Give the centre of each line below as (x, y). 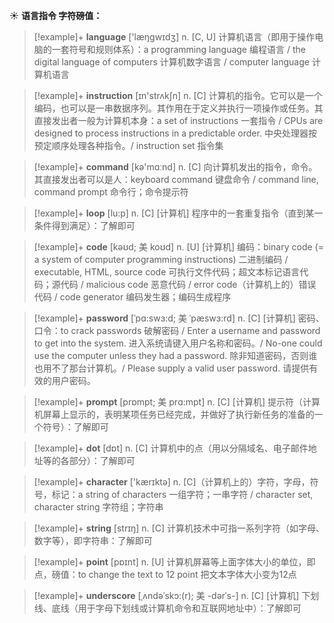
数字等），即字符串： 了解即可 (93, 540)
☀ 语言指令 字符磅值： (56, 15)
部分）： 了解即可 (102, 460)
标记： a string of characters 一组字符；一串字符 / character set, (182, 494)
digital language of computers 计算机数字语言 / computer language (171, 62)
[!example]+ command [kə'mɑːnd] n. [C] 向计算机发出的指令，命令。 (175, 167)
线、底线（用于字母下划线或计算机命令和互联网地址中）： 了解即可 (167, 608)
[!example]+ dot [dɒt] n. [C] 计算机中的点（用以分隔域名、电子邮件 (171, 448)
